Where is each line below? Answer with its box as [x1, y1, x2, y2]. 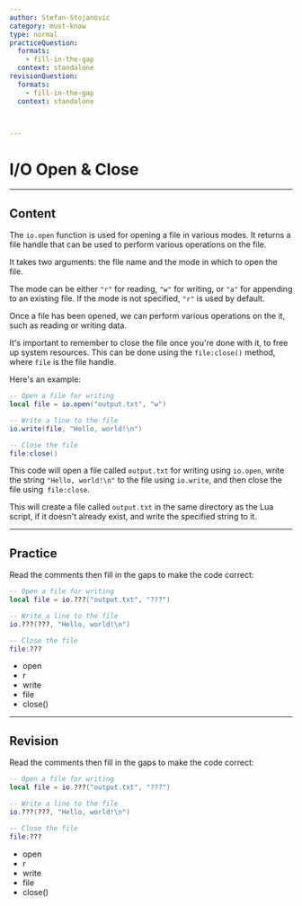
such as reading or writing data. [9, 320, 128, 331]
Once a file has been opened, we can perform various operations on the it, [9, 311, 286, 322]
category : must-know [9, 22, 87, 31]
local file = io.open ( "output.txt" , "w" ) [9, 400, 167, 409]
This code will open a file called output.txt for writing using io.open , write [9, 465, 285, 476]
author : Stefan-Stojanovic [9, 13, 111, 22]
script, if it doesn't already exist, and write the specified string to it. [9, 511, 258, 522]
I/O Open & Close [9, 159, 139, 180]
